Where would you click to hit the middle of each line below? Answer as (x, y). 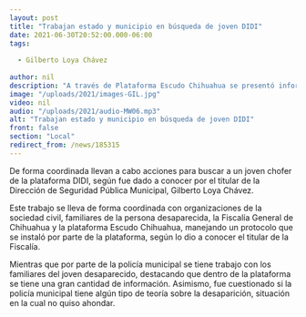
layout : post (34, 18)
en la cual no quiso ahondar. (62, 302)
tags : (20, 43)
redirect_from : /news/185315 (65, 145)
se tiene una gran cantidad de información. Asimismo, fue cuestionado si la (151, 283)
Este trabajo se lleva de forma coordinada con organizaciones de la (136, 208)
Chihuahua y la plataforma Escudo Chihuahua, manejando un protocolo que (151, 227)
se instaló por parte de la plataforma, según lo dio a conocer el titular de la (149, 237)
